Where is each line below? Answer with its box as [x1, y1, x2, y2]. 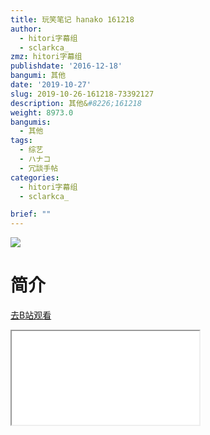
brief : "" [10, 209, 52, 220]
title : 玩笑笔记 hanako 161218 [10, 14, 135, 25]
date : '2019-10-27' [10, 80, 92, 90]
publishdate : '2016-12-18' [10, 61, 123, 71]
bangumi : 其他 [10, 71, 67, 81]
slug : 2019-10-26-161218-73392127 [10, 89, 155, 99]
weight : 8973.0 [10, 107, 74, 118]
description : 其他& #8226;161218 [10, 98, 142, 108]
